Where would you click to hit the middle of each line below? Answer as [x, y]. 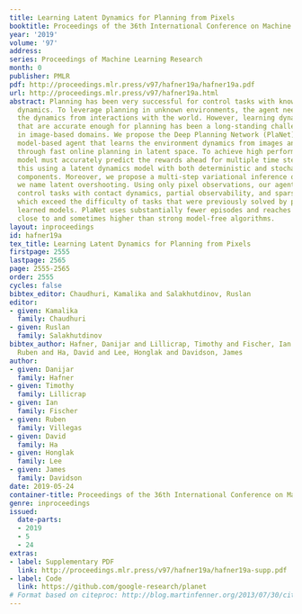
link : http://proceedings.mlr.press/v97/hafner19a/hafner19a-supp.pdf [152, 570]
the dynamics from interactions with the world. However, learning [147, 118]
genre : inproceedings [50, 503]
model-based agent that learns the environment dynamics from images [150, 143]
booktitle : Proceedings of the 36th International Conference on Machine [151, 26]
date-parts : [40, 520]
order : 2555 [31, 277]
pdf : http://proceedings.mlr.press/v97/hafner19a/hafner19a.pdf [132, 85]
